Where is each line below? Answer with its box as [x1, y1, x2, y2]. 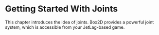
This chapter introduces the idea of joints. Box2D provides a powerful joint [5, 19, 154, 25]
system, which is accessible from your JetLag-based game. [5, 24, 125, 30]
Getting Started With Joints [5, 3, 118, 14]
